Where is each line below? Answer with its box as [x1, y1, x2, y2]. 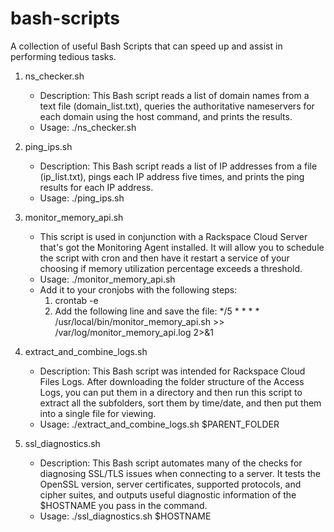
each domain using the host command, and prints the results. [39, 110, 293, 122]
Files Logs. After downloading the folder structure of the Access [39, 375, 305, 387]
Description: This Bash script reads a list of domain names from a [39, 89, 310, 101]
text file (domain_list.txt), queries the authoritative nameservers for [39, 100, 315, 112]
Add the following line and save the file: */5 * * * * [54, 305, 260, 317]
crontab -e [54, 294, 99, 306]
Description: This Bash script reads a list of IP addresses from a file [39, 160, 318, 172]
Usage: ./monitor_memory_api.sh [39, 273, 176, 285]
